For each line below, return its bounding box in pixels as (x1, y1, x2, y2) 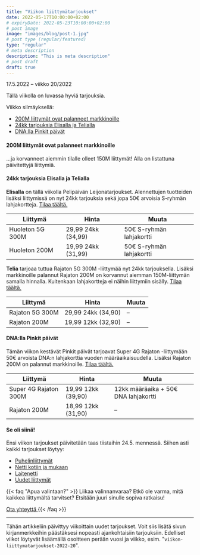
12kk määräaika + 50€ (114, 384, 178, 393)
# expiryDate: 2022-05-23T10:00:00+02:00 (6, 20, 111, 26)
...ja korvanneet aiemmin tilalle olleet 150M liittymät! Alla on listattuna (6, 155, 174, 162)
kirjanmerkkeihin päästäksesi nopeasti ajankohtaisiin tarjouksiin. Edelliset (6, 529, 186, 536)
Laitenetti (14, 470, 38, 477)
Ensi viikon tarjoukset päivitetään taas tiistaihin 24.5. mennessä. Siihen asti (6, 439, 189, 446)
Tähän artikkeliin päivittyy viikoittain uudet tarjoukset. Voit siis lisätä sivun (6, 523, 186, 530)
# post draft (6, 58, 39, 64)
